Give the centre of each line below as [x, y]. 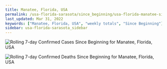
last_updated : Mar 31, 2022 [34, 19]
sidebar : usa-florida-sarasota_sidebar [46, 28]
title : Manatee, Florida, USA [37, 10]
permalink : [16, 14]
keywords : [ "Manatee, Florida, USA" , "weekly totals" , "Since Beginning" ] [84, 23]
